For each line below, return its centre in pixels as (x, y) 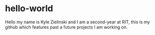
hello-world (29, 9)
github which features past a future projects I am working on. (66, 27)
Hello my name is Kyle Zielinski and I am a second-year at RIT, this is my (77, 22)
